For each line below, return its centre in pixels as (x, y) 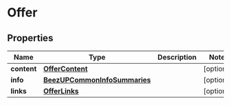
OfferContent (66, 69)
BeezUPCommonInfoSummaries (97, 80)
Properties (30, 38)
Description (177, 57)
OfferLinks (61, 91)
